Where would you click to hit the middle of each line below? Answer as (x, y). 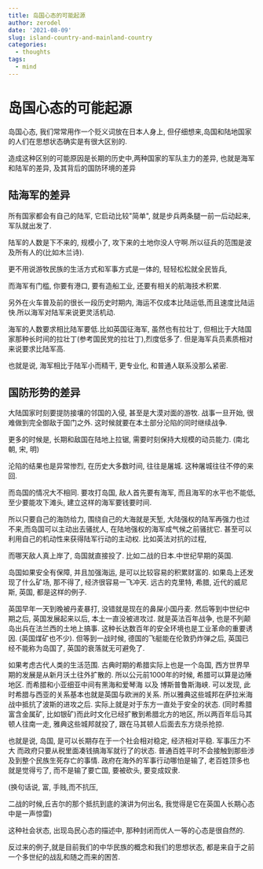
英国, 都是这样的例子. (53, 592)
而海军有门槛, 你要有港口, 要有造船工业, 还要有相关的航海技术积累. (115, 285)
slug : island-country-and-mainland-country (80, 37)
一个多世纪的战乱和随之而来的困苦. (64, 857)
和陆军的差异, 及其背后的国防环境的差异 (72, 168)
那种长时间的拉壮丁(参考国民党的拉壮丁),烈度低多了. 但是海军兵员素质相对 (134, 339)
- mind (26, 67)
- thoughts (33, 52)
